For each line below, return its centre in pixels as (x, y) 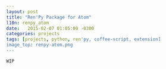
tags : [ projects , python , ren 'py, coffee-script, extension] (84, 39)
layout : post (22, 12)
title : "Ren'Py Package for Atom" (49, 17)
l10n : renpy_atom (28, 23)
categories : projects (33, 34)
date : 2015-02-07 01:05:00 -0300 (50, 28)
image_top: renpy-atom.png (40, 45)
